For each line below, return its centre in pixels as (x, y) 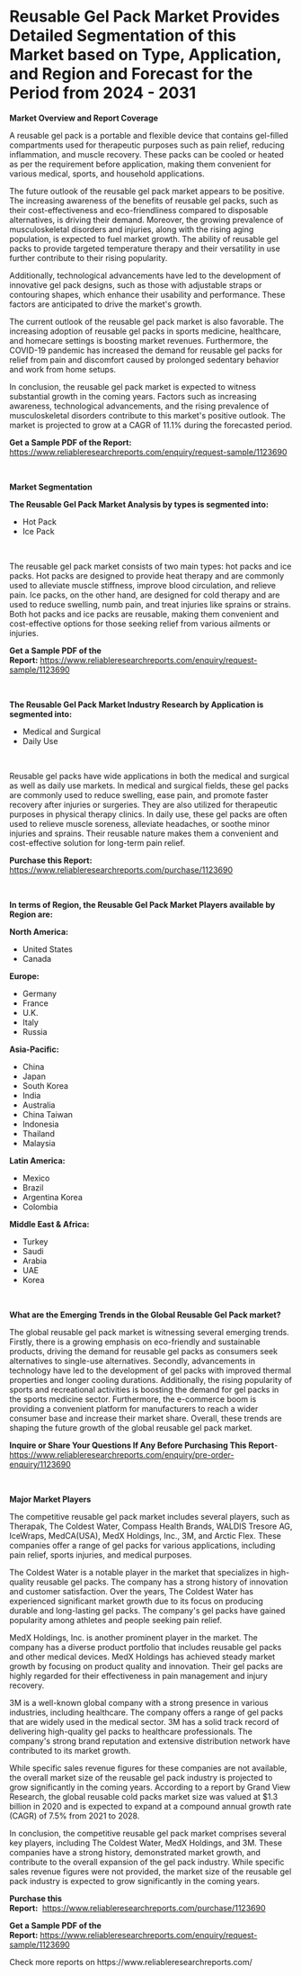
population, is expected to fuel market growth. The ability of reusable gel (144, 238)
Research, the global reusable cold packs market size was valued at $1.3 (144, 1796)
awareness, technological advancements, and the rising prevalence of (139, 406)
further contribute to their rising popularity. (89, 257)
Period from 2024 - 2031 (103, 93)
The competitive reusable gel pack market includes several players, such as (150, 1516)
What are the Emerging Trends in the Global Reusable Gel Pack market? (145, 1315)
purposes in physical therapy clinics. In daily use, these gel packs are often (148, 814)
